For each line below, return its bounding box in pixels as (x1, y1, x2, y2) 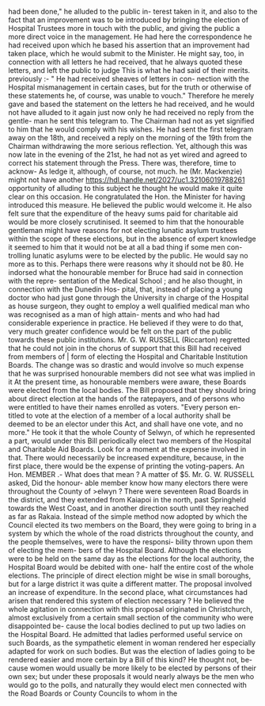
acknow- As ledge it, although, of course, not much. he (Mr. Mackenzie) (8, 166, 243, 176)
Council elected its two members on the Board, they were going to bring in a (8, 521, 257, 529)
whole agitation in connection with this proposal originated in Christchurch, (8, 605, 253, 613)
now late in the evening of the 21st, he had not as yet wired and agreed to (8, 150, 248, 159)
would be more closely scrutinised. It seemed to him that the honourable (8, 217, 244, 227)
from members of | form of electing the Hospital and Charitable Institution (8, 352, 248, 361)
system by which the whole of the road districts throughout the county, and (8, 529, 254, 538)
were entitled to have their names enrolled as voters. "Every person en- (8, 403, 241, 411)
